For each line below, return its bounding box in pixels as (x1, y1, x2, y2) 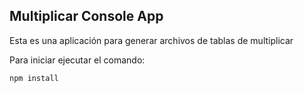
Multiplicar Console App (9, 8, 164, 25)
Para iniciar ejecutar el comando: (9, 54, 146, 66)
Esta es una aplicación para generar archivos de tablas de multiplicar (9, 34, 294, 46)
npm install (9, 73, 59, 83)
